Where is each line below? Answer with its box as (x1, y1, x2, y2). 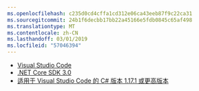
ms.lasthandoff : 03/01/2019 (7, 36, 88, 43)
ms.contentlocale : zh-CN (7, 29, 78, 37)
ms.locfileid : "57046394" (7, 42, 81, 49)
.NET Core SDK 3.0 (17, 68, 72, 77)
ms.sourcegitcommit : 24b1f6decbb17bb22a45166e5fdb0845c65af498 (7, 17, 193, 23)
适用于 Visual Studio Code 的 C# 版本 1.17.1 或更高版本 (17, 77, 169, 85)
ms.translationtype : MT (7, 23, 76, 30)
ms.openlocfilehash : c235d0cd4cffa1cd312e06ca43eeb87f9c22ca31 (7, 10, 193, 17)
